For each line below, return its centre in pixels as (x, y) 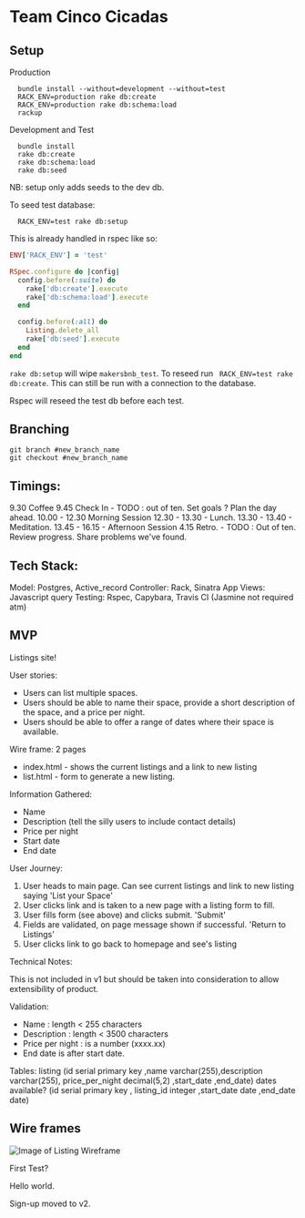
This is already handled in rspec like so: (83, 238)
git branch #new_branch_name (65, 450)
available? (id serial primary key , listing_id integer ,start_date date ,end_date (152, 1090)
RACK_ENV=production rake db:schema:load (97, 105)
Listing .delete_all (63, 331)
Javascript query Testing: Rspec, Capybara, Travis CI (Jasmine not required (152, 598)
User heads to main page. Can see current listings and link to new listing (158, 885)
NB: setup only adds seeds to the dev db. (87, 187)
